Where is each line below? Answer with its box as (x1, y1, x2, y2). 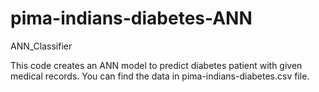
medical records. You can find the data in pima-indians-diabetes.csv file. (10, 70, 310, 82)
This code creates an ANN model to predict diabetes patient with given (10, 59, 303, 71)
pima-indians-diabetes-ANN (10, 7, 253, 30)
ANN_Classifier (10, 40, 73, 52)
